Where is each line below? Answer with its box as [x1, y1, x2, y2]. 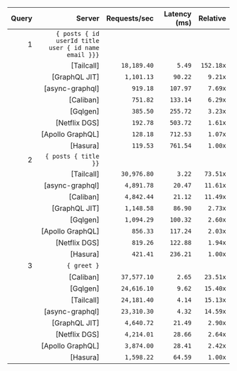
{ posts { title [44, 152, 100, 160]
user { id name [48, 44, 100, 51]
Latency [164, 9, 192, 18]
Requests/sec [106, 13, 154, 23]
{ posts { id [56, 30, 100, 37]
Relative [198, 13, 226, 23]
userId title [56, 37, 100, 44]
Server [76, 13, 100, 23]
